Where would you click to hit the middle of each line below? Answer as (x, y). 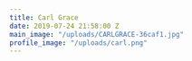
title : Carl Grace (44, 17)
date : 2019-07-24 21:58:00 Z (64, 26)
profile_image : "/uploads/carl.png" (78, 43)
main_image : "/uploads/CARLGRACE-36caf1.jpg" (96, 34)
